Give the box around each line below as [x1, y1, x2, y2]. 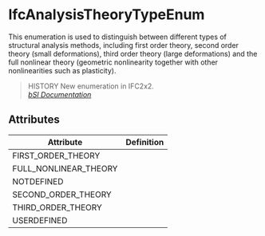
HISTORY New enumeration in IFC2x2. [27, 81, 154, 91]
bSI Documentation [27, 89, 92, 99]
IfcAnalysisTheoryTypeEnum [8, 6, 205, 24]
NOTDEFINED [12, 175, 64, 187]
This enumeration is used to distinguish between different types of [8, 32, 227, 41]
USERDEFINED [12, 214, 68, 226]
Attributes [8, 113, 60, 127]
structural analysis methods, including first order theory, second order [8, 40, 239, 49]
